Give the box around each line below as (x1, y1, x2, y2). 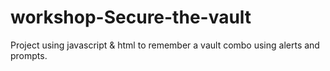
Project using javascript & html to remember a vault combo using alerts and (10, 39, 320, 51)
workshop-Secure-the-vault (10, 6, 252, 29)
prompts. (10, 49, 48, 61)
